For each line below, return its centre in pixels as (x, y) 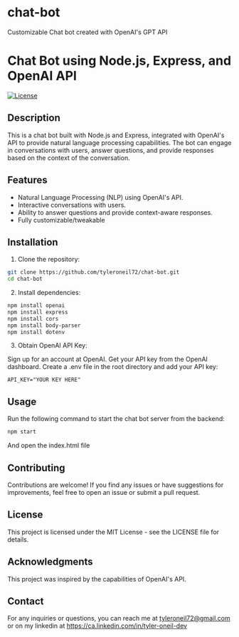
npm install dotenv (36, 332)
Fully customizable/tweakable (61, 220)
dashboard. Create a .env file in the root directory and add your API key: (113, 367)
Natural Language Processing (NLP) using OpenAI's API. (100, 197)
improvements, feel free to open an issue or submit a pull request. (104, 492)
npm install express (38, 312)
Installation (33, 242)
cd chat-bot (25, 279)
